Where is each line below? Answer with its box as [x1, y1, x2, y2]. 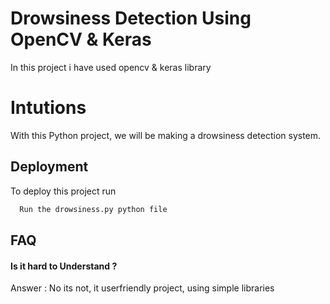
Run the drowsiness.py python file [19, 204, 168, 214]
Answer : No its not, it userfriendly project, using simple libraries [10, 282, 275, 294]
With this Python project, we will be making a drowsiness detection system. [10, 129, 322, 141]
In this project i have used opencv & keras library [10, 61, 212, 73]
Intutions [10, 97, 87, 119]
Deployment [10, 158, 89, 176]
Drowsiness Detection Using [10, 7, 252, 30]
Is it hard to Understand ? [10, 260, 118, 272]
